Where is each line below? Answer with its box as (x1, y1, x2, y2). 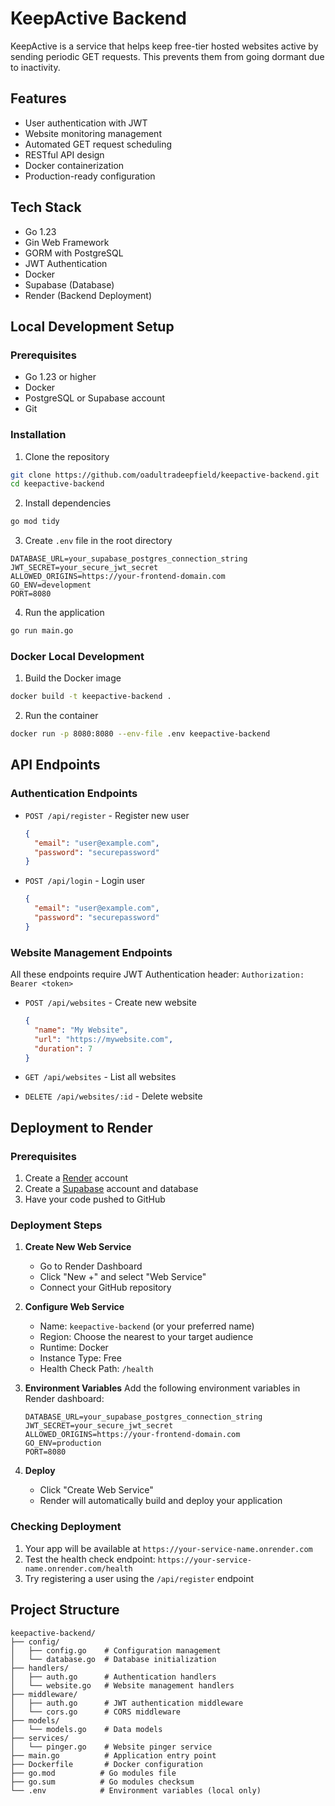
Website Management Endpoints (10, 945, 173, 959)
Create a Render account (24, 1172, 129, 1184)
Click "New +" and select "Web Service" (39, 1271, 207, 1283)
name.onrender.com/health (24, 1563, 133, 1574)
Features (10, 90, 67, 107)
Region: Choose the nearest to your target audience (39, 1331, 254, 1343)
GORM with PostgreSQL (24, 247, 124, 259)
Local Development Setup (10, 318, 175, 335)
